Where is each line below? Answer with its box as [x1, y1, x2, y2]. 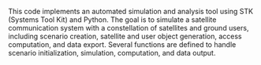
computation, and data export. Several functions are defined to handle [8, 40, 237, 49]
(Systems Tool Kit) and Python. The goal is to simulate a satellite [8, 15, 217, 24]
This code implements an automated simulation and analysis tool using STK [8, 7, 254, 16]
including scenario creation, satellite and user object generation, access [8, 31, 242, 41]
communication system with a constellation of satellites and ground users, [8, 23, 249, 32]
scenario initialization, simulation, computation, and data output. [8, 49, 216, 57]
